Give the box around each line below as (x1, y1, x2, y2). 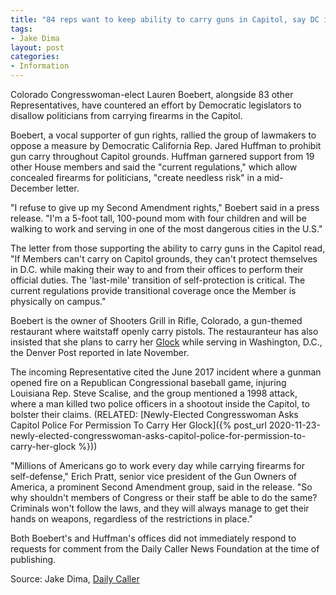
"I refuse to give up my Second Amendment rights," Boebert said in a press (10, 202, 320, 213)
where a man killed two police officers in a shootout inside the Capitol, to (10, 398, 310, 410)
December (10, 182, 54, 194)
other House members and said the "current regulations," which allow (10, 161, 298, 173)
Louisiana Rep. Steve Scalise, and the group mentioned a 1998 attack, (10, 387, 298, 399)
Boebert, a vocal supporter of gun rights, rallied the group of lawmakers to (10, 129, 317, 141)
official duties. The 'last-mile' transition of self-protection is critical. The (10, 274, 306, 286)
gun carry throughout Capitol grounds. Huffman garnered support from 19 (10, 151, 315, 162)
